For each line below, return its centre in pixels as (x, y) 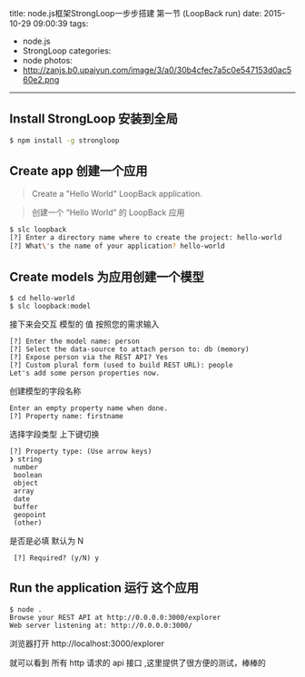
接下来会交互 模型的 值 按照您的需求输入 (84, 324)
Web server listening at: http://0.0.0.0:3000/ (101, 625)
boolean (28, 475)
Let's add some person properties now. (85, 373)
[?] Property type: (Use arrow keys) (81, 451)
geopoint (30, 515)
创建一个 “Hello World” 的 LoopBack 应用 (108, 212)
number (26, 467)
